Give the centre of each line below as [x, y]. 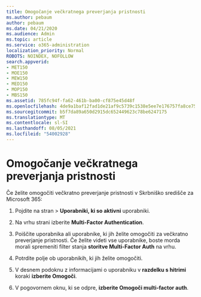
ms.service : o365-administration [48, 45]
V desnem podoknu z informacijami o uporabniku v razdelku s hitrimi [100, 270]
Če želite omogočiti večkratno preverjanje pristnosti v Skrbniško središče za [100, 192]
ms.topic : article [29, 39]
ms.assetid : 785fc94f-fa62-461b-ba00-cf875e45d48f [71, 100]
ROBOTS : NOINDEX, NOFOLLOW [40, 56]
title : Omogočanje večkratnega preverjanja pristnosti [76, 12]
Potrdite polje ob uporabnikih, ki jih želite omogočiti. [79, 258]
